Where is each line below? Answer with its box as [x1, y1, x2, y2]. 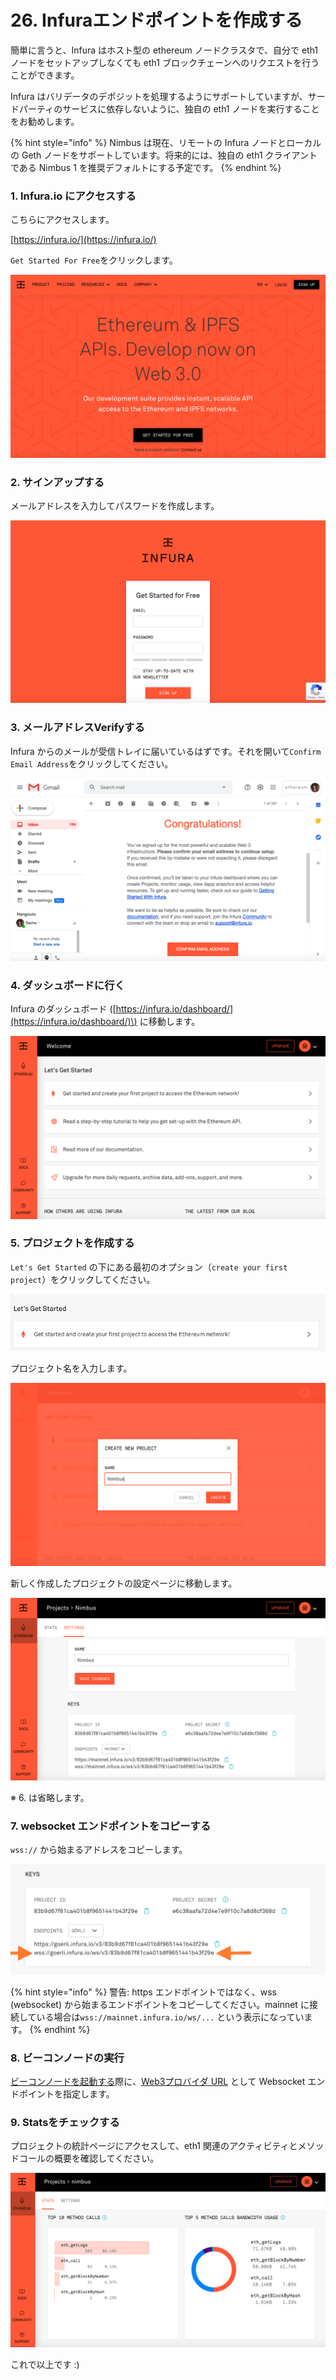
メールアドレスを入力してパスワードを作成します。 [10, 499, 220, 511]
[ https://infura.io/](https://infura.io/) [10, 234, 157, 246]
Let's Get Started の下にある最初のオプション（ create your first [10, 1261, 288, 1273]
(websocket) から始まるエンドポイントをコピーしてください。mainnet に [10, 1998, 310, 2010]
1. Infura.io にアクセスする [10, 189, 137, 203]
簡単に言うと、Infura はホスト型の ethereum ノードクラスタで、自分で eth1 [10, 44, 319, 56]
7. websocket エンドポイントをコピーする [10, 1819, 212, 1833]
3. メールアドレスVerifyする [10, 721, 145, 735]
